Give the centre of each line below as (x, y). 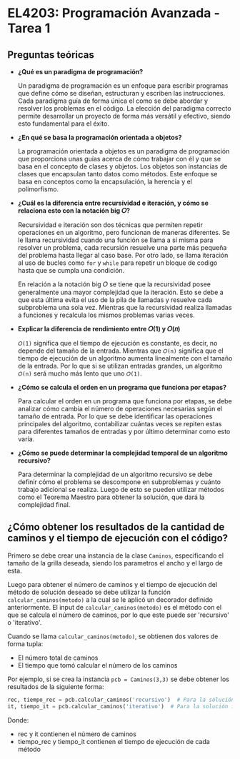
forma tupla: (25, 643)
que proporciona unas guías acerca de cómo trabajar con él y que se (119, 159)
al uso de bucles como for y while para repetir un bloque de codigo (117, 263)
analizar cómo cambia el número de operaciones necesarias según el (120, 409)
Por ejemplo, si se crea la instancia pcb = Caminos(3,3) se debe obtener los (119, 679)
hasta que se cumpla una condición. (71, 270)
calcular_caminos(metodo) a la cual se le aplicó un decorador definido (110, 599)
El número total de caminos (58, 658)
